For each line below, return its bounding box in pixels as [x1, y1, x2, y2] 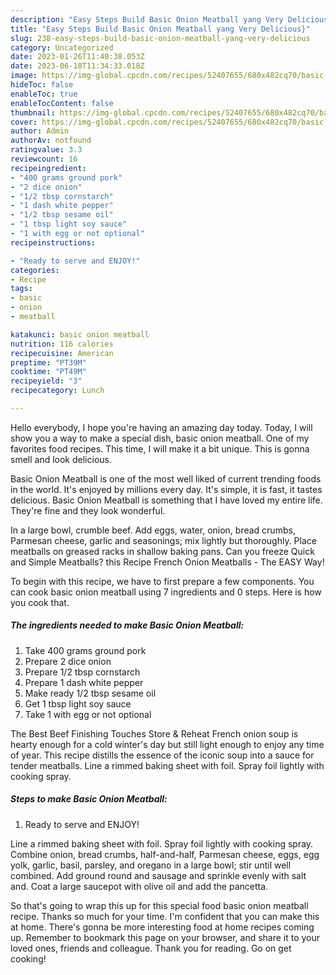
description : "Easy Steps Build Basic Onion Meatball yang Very [10, 14, 284, 25]
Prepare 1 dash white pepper [24, 676, 144, 688]
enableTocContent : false [10, 98, 114, 108]
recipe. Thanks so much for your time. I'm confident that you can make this [10, 910, 320, 922]
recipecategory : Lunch [10, 386, 105, 396]
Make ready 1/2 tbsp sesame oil [24, 687, 157, 699]
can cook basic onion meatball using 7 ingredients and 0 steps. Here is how [10, 586, 322, 598]
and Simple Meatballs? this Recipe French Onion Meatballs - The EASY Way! [10, 556, 325, 568]
